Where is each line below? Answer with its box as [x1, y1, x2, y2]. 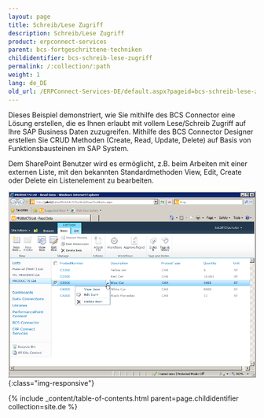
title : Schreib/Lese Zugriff [8, 20, 104, 29]
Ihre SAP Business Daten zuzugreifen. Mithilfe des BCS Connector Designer [8, 127, 254, 136]
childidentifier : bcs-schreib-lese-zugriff [8, 54, 153, 62]
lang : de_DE [8, 79, 47, 87]
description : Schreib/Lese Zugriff [8, 29, 125, 37]
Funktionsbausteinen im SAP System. [8, 143, 130, 153]
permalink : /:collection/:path [8, 63, 111, 71]
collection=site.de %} [8, 401, 79, 411]
